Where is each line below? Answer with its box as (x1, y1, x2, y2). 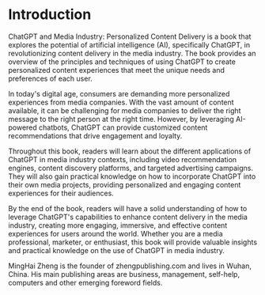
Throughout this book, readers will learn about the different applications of (8, 146, 252, 156)
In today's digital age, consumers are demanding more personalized (8, 89, 230, 98)
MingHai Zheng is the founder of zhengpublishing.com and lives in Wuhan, (8, 261, 252, 270)
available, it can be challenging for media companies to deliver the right (8, 105, 241, 115)
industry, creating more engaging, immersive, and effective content (8, 220, 228, 230)
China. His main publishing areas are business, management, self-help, (8, 269, 240, 278)
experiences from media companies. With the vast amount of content (8, 97, 235, 107)
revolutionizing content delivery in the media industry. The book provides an (8, 48, 256, 58)
